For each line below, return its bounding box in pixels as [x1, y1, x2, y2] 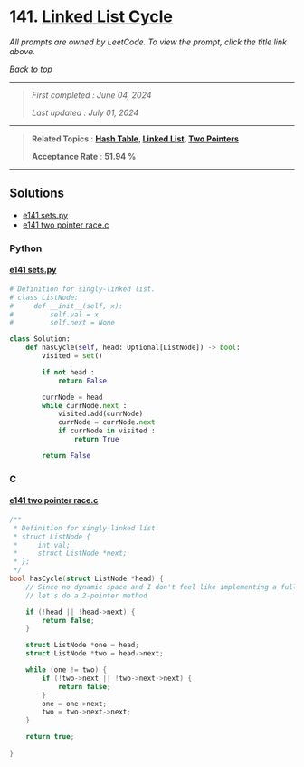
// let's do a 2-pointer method [25, 591, 147, 600]
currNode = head [42, 393, 103, 402]
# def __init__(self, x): [9, 301, 124, 310]
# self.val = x [9, 310, 100, 319]
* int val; [13, 540, 71, 549]
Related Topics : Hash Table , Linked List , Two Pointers [31, 133, 240, 144]
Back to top [9, 63, 52, 74]
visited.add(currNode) [57, 410, 144, 419]
